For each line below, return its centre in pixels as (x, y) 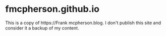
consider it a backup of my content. (42, 28)
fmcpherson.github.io (52, 9)
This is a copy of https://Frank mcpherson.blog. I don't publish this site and (83, 23)
